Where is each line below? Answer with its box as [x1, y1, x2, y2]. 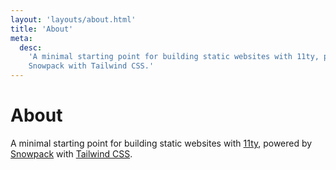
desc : [19, 42, 43, 53]
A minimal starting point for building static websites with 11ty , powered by [10, 137, 313, 149]
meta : [10, 33, 33, 43]
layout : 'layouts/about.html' [10, 14, 137, 25]
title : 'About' [10, 24, 74, 34]
